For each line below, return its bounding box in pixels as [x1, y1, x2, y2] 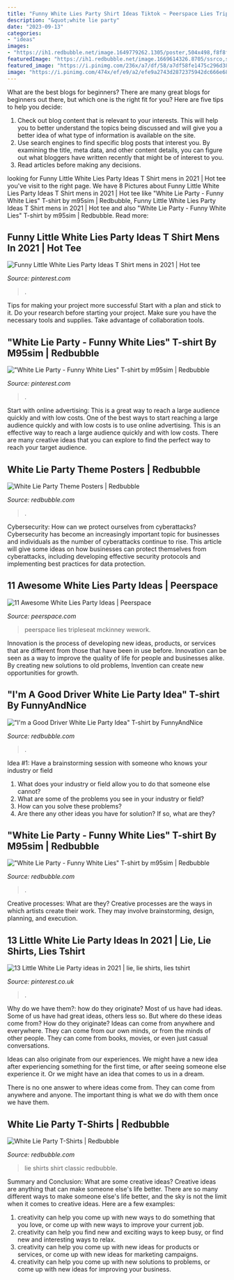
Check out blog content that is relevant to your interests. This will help [17, 116, 219, 124]
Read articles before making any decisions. [17, 160, 141, 169]
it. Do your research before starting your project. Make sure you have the [7, 308, 217, 317]
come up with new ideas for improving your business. [17, 1265, 172, 1273]
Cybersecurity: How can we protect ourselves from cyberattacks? [7, 522, 196, 531]
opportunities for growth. [7, 668, 79, 677]
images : [7, 43, 30, 50]
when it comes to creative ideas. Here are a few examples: [7, 1200, 175, 1207]
